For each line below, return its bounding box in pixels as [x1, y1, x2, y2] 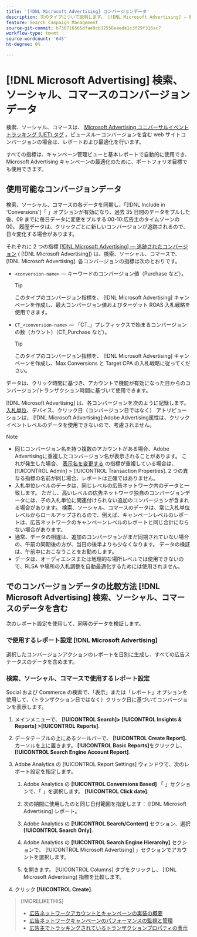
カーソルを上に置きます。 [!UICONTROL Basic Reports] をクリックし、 [14, 742, 186, 749]
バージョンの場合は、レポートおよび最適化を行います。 [11, 138, 145, 145]
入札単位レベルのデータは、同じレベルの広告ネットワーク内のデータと [14, 482, 185, 489]
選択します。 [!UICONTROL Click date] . [52, 788, 149, 795]
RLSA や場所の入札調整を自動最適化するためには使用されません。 [25, 562, 184, 570]
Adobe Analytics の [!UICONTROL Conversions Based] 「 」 [23, 781, 171, 788]
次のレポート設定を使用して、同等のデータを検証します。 [6, 620, 144, 627]
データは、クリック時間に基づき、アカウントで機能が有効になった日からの [6, 379, 186, 387]
